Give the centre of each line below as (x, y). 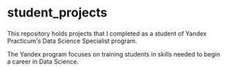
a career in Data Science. (43, 62)
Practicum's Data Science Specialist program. (72, 41)
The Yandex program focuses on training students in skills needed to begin (114, 54)
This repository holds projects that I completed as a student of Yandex (107, 34)
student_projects (57, 13)
